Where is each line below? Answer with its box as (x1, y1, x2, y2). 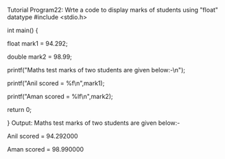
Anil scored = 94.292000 (7, 132, 78, 140)
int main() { (7, 27, 39, 34)
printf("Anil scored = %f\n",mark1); (7, 79, 105, 87)
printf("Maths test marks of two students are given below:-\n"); (7, 66, 185, 74)
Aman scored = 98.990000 (7, 145, 84, 153)
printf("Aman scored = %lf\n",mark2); (7, 92, 113, 100)
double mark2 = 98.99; (7, 53, 72, 61)
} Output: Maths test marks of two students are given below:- (7, 119, 180, 127)
